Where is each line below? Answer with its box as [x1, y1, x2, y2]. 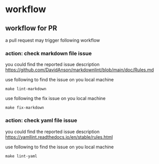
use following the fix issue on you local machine [5, 95, 106, 102]
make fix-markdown [5, 105, 44, 110]
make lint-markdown [5, 86, 47, 92]
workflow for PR [5, 24, 57, 32]
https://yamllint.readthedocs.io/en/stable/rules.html [5, 134, 113, 140]
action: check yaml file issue [5, 117, 77, 124]
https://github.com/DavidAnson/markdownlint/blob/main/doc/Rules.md [5, 67, 154, 73]
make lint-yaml [5, 153, 38, 158]
